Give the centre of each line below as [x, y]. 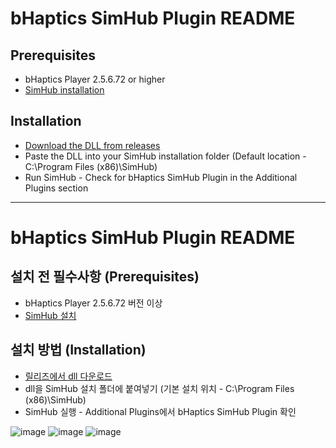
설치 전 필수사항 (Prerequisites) [105, 277]
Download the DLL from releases [92, 145]
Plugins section [56, 188]
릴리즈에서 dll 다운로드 [68, 376]
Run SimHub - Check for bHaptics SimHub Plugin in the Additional [161, 177]
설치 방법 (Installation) [78, 350]
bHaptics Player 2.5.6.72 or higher [95, 79]
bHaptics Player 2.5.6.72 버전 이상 [93, 303]
